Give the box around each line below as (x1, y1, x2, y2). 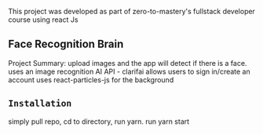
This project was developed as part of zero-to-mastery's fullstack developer (8, 7, 255, 16)
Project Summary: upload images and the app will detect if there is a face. (8, 58, 247, 67)
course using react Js (8, 15, 79, 24)
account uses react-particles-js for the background (8, 74, 174, 85)
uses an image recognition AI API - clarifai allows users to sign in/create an (8, 67, 251, 76)
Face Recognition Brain (8, 38, 124, 51)
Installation (8, 98, 72, 109)
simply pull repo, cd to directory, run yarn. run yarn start (8, 117, 190, 126)
